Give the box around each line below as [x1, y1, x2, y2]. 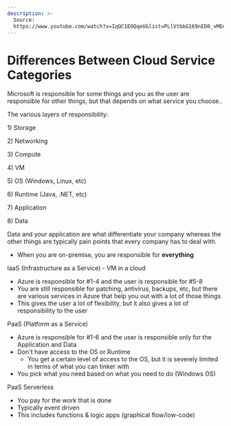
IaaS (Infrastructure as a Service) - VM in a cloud [7, 264, 146, 272]
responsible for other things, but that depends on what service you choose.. [7, 97, 223, 105]
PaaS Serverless [7, 383, 54, 392]
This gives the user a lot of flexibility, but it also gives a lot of [16, 300, 189, 308]
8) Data [7, 217, 29, 225]
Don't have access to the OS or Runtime [16, 348, 131, 356]
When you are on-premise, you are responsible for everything [16, 251, 195, 259]
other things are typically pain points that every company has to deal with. [7, 238, 217, 246]
